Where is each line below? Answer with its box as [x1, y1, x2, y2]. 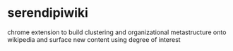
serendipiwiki [7, 5, 88, 21]
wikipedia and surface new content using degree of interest [7, 35, 181, 43]
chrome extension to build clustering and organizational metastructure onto [7, 28, 227, 36]
